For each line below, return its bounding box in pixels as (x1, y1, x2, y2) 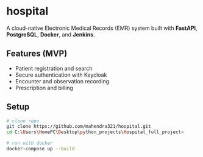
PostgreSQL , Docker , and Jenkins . (6, 30, 96, 38)
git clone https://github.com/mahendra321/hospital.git (6, 124, 151, 130)
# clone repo (6, 117, 40, 124)
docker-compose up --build (6, 146, 75, 152)
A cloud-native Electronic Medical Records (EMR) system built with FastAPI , (6, 24, 198, 32)
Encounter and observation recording (15, 77, 110, 85)
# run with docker (6, 140, 53, 147)
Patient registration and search (15, 65, 93, 72)
